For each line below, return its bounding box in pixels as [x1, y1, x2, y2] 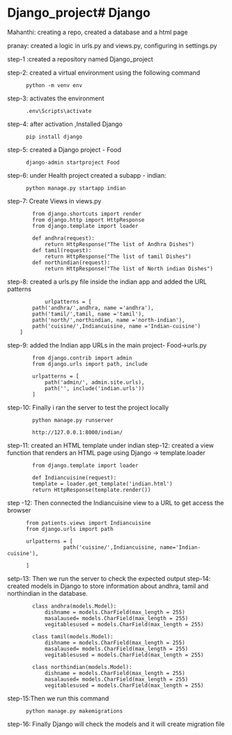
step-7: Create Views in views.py [7, 196, 102, 205]
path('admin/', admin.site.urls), [44, 378, 145, 386]
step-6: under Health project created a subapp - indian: [7, 171, 167, 179]
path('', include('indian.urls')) [44, 385, 145, 392]
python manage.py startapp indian [25, 185, 127, 192]
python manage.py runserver [32, 417, 114, 424]
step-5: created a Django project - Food [7, 145, 122, 154]
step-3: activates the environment [7, 94, 105, 102]
